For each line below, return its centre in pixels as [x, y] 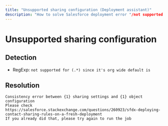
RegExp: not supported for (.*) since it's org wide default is [81, 69]
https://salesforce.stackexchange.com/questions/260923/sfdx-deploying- [83, 110]
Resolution [22, 85]
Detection [21, 58]
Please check [19, 105]
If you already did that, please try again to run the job [68, 119]
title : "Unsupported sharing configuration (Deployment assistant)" [78, 10]
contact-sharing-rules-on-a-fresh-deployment [54, 114]
